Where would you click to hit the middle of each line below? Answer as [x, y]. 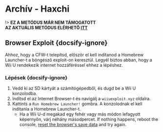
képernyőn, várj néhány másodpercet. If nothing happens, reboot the [89, 119]
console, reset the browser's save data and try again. [73, 125]
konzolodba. [25, 94]
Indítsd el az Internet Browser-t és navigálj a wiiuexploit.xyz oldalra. [81, 99]
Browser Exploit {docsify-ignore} [56, 43]
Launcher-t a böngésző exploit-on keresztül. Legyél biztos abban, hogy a [79, 60]
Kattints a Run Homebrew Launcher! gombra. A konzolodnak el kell [77, 104]
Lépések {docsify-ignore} [36, 77]
